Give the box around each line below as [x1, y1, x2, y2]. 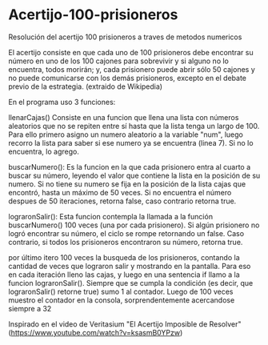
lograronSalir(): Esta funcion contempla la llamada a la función [8, 211, 214, 221]
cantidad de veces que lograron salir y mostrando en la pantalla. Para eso [8, 261, 251, 271]
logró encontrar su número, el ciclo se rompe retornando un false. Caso [8, 228, 245, 238]
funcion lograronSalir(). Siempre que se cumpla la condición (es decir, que [8, 278, 254, 287]
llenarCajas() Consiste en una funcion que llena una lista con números [8, 112, 239, 122]
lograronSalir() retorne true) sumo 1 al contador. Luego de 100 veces [8, 287, 234, 296]
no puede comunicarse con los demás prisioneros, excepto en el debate [8, 73, 246, 82]
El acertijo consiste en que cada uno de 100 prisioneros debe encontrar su [8, 47, 254, 57]
